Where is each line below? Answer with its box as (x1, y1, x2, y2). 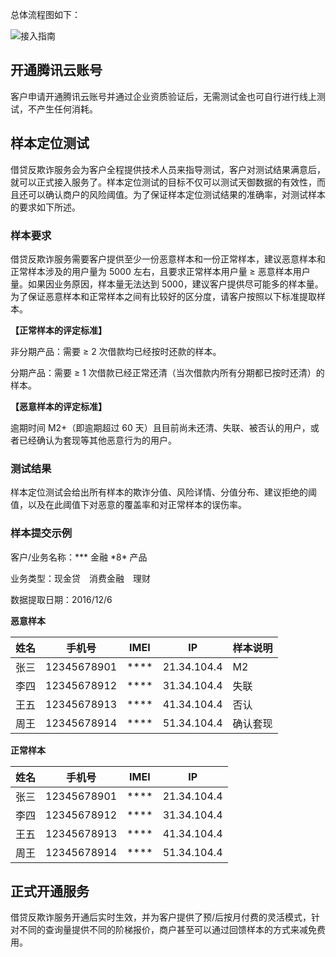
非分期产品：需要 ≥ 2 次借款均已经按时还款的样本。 (10, 345, 222, 357)
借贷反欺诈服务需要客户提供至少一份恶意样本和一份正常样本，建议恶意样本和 (10, 253, 326, 265)
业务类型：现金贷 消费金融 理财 (10, 572, 151, 584)
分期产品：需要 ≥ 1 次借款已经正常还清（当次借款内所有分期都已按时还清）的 (10, 366, 325, 378)
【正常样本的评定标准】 (10, 324, 107, 336)
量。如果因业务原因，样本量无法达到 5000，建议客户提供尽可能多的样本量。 (10, 278, 324, 290)
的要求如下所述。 (10, 201, 81, 213)
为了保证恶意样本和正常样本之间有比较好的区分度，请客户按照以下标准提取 (10, 290, 317, 302)
